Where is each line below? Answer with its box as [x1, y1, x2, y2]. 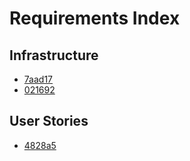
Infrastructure [9, 47, 99, 64]
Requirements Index [9, 7, 181, 30]
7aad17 [23, 73, 53, 85]
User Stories [9, 113, 89, 130]
